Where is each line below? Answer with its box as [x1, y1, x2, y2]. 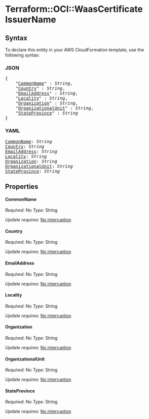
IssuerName [5, 14, 57, 25]
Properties [5, 182, 38, 191]
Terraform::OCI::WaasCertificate [5, 3, 143, 15]
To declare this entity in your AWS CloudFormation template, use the [5, 47, 144, 52]
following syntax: [5, 52, 40, 58]
